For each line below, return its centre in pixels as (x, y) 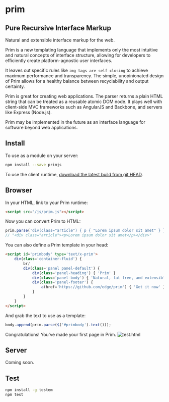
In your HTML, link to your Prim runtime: (47, 203)
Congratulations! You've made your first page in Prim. (61, 334)
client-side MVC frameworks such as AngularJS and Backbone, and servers (84, 107)
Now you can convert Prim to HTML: (43, 221)
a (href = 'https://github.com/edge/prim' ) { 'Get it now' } (103, 287)
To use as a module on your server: (42, 156)
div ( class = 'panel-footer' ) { (63, 282)
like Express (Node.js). (28, 112)
